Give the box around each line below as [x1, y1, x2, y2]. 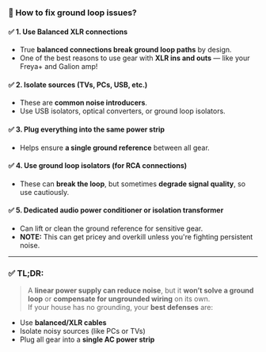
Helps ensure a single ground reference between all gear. [19, 143, 210, 152]
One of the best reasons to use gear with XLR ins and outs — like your [19, 53, 250, 63]
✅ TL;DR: [8, 267, 44, 278]
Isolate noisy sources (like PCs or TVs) [19, 327, 146, 336]
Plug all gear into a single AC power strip [19, 335, 155, 344]
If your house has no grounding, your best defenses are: [27, 303, 214, 312]
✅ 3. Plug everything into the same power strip [8, 124, 165, 134]
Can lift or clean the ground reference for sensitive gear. [19, 224, 203, 233]
